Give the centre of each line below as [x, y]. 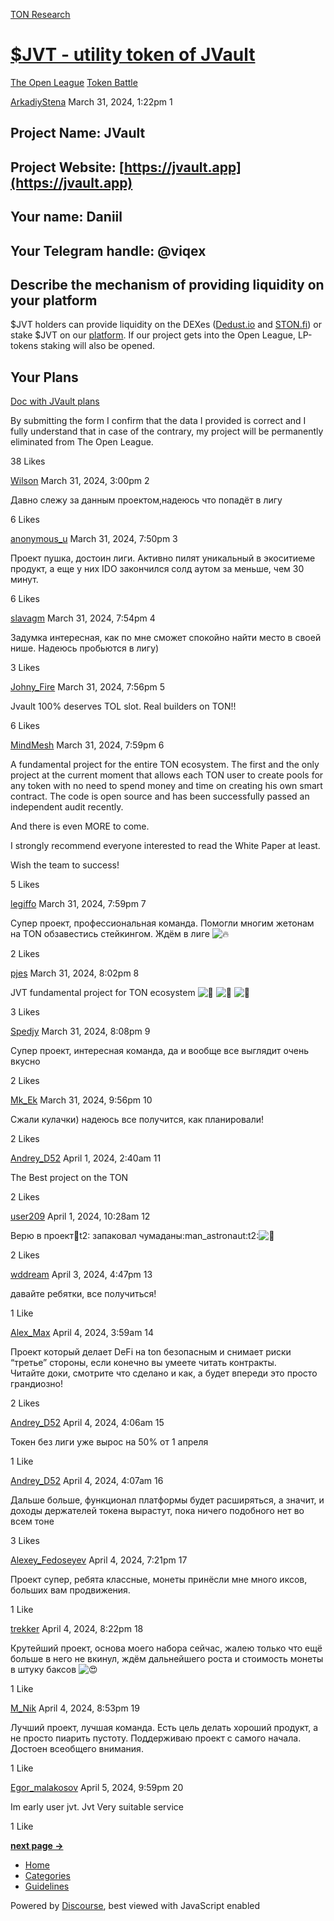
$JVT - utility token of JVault [133, 55]
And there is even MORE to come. [80, 826]
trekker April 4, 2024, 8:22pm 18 [77, 1629]
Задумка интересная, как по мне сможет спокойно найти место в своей [166, 638]
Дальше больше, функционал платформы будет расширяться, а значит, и [167, 1500]
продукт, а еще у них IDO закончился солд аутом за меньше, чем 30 [157, 569]
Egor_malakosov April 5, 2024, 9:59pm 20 [97, 1788]
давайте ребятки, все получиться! [83, 1294]
